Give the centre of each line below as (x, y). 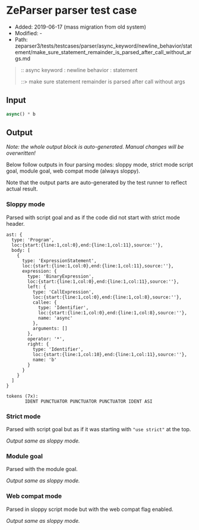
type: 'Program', (33, 240)
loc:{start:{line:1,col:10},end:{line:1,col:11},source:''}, (110, 354)
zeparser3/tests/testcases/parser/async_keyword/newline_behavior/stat (103, 46)
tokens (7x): (22, 396)
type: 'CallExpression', (63, 292)
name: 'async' (55, 318)
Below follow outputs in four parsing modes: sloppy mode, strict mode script (100, 165)
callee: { (45, 302)
